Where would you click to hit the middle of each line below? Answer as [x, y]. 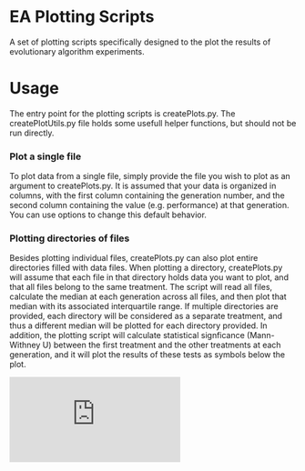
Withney [25, 345]
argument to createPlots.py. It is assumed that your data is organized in [143, 186]
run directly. [32, 133]
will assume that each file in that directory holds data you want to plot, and [149, 277]
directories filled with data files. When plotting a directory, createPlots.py [146, 268]
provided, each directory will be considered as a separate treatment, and [146, 316]
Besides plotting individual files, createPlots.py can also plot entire [134, 258]
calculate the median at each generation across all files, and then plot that [148, 296]
